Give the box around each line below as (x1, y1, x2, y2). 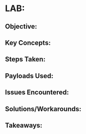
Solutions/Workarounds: (5, 105, 82, 113)
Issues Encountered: (5, 88, 69, 97)
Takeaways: (5, 121, 43, 129)
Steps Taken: (5, 55, 46, 64)
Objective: (5, 22, 37, 31)
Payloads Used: (5, 71, 53, 80)
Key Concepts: (5, 38, 51, 47)
